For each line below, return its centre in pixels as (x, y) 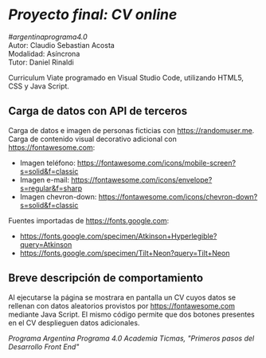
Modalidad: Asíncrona (44, 53)
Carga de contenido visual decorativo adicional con (93, 139)
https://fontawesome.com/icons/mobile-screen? (156, 163)
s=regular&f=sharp (51, 188)
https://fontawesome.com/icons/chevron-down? (178, 196)
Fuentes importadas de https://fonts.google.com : (89, 220)
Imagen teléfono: (47, 163)
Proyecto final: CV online (93, 15)
